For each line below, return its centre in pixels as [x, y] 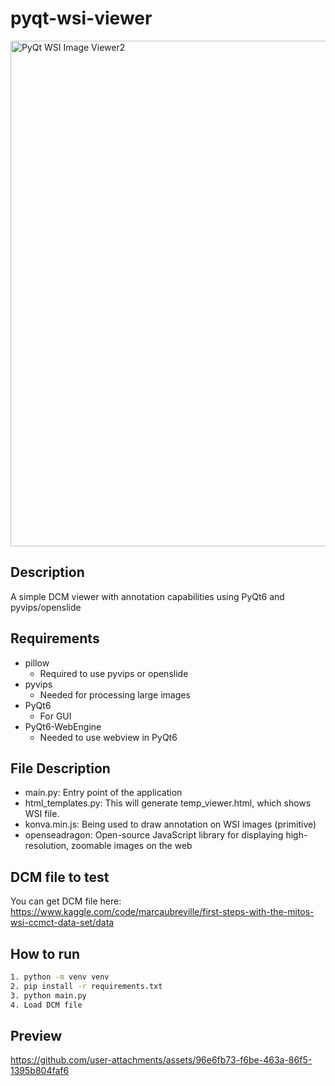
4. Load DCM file [46, 1005]
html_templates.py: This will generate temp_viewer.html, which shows [168, 803]
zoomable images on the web [132, 846]
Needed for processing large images [115, 694]
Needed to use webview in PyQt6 [108, 737]
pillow [37, 663]
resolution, [47, 846]
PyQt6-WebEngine [63, 726]
